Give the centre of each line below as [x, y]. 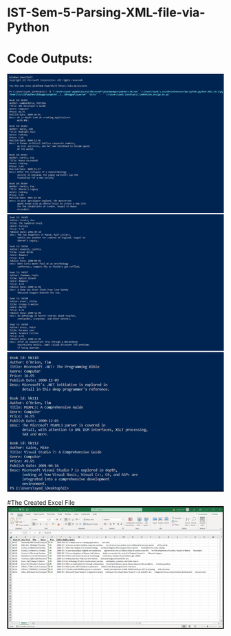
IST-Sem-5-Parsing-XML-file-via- [106, 13]
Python [28, 27]
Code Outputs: [50, 59]
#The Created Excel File [41, 503]
